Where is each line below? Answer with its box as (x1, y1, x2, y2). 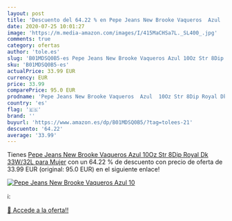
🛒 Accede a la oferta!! (7, 206, 69, 214)
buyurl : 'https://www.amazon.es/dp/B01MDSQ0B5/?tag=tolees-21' (7, 118, 193, 126)
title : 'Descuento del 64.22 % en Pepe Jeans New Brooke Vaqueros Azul (7, 17, 221, 23)
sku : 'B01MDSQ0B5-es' (7, 61, 70, 68)
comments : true (7, 36, 51, 43)
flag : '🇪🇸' (7, 106, 41, 113)
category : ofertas (7, 42, 60, 49)
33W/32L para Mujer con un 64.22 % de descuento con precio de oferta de (7, 158, 223, 166)
